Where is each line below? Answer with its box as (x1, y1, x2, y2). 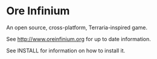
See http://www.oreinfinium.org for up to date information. (6, 35, 151, 42)
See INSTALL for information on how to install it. (6, 46, 126, 54)
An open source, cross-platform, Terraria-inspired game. (6, 24, 148, 31)
